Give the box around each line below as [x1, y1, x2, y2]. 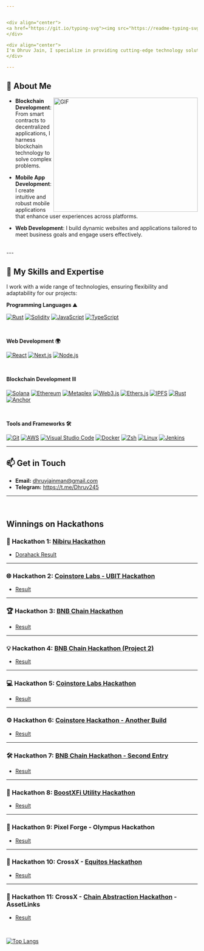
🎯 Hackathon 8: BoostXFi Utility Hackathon [6, 788, 135, 796]
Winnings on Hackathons [6, 519, 104, 529]
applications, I [15, 129, 50, 137]
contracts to [15, 116, 46, 124]
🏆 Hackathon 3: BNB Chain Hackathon [6, 607, 123, 616]
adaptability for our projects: [6, 289, 78, 297]
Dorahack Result [15, 551, 56, 558]
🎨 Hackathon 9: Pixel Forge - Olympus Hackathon [6, 823, 155, 832]
